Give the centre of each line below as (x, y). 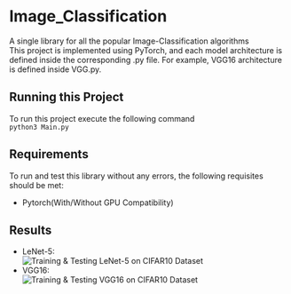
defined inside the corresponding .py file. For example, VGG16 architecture (145, 60)
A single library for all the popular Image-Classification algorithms (130, 41)
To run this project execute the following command (102, 118)
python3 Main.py (39, 127)
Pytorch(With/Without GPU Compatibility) (98, 203)
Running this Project (67, 97)
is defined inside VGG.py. (55, 69)
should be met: (36, 185)
